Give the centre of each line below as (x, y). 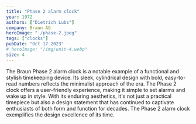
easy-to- (175, 77)
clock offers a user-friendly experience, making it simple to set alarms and (96, 90)
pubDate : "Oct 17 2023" (35, 44)
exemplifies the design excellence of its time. (61, 115)
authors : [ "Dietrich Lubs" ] (40, 22)
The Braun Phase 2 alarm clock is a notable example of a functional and (93, 71)
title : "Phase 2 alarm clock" (43, 11)
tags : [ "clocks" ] (27, 38)
